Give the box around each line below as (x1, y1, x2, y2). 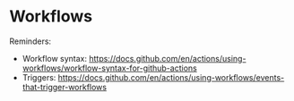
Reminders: (9, 36, 52, 46)
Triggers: (22, 72, 56, 82)
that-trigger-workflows (22, 81, 108, 92)
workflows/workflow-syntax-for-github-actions (22, 63, 197, 73)
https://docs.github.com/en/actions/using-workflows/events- (57, 72, 285, 82)
